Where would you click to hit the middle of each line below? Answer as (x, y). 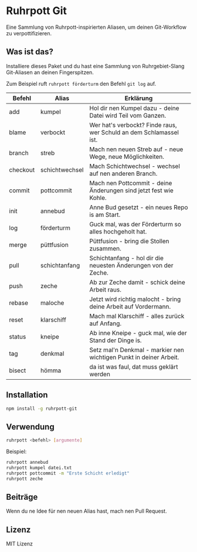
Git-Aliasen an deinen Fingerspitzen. (50, 72)
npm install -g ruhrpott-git (42, 409)
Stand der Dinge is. (116, 340)
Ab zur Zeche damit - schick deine (137, 282)
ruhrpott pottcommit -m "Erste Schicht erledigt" (68, 473)
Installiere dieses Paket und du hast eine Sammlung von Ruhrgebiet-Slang (95, 66)
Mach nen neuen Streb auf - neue (136, 149)
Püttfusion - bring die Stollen (129, 241)
